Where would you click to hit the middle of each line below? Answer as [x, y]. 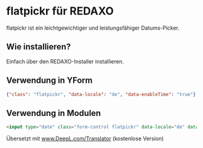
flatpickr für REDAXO [60, 11]
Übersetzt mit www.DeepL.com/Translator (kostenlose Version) [85, 139]
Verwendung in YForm [49, 81]
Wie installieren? [39, 47]
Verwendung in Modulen [54, 113]
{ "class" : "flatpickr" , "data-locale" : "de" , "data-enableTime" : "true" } [101, 94]
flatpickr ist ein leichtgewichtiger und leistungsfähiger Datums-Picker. [93, 28]
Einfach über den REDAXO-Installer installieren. [65, 61]
